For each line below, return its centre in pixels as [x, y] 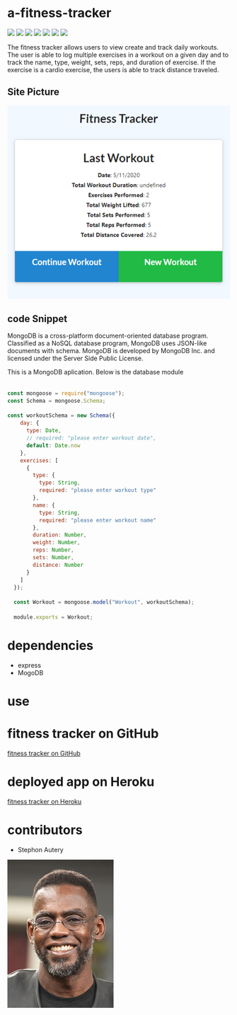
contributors [45, 830]
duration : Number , [60, 535]
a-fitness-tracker [59, 13]
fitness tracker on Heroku [45, 801]
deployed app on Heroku [81, 782]
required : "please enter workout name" [98, 520]
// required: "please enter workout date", [91, 438]
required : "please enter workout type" [98, 491]
